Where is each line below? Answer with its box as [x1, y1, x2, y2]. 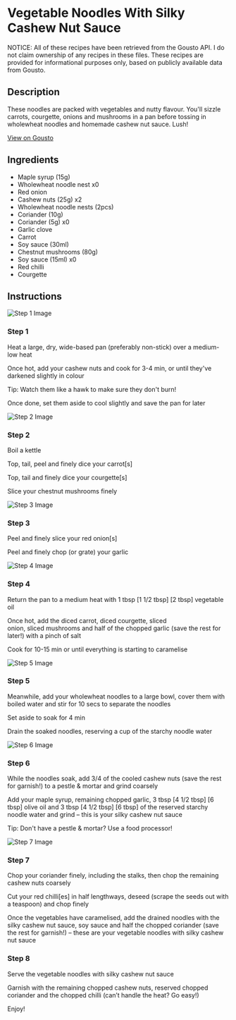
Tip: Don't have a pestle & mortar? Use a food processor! [7, 824, 173, 832]
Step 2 [7, 430, 30, 440]
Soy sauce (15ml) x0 [17, 255, 77, 264]
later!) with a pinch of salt [7, 631, 82, 639]
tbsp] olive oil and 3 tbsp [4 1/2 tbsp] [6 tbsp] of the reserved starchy [7, 803, 209, 811]
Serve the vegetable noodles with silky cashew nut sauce [7, 969, 174, 978]
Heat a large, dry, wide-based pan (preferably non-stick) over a [7, 343, 192, 351]
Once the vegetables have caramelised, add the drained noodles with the [7, 914, 220, 922]
